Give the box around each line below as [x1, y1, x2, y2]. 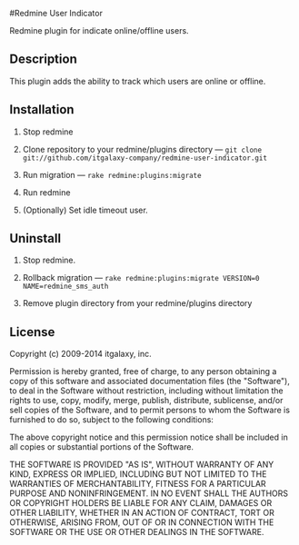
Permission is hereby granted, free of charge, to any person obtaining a [9, 366, 277, 377]
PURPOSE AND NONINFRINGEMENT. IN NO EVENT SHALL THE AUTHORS [9, 488, 289, 499]
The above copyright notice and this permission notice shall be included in [9, 431, 288, 443]
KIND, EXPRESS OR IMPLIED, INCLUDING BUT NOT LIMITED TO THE [9, 469, 267, 480]
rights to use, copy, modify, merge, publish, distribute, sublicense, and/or [9, 395, 284, 406]
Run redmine [22, 186, 71, 198]
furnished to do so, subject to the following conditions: [9, 414, 214, 425]
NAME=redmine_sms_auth [22, 282, 109, 292]
